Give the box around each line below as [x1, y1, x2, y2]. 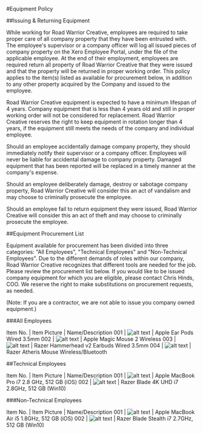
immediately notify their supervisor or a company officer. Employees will [6, 149, 187, 156]
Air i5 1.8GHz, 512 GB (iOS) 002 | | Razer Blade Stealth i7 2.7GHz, [6, 415, 193, 422]
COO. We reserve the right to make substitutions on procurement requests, [6, 281, 193, 288]
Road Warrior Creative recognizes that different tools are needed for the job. [6, 261, 197, 268]
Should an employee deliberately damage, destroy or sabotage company [6, 181, 188, 187]
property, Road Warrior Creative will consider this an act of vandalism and [6, 187, 191, 194]
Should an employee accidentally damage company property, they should [6, 143, 191, 150]
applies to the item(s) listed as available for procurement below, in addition [6, 74, 192, 81]
